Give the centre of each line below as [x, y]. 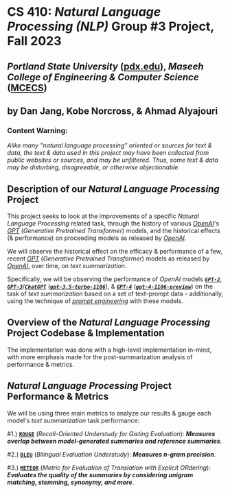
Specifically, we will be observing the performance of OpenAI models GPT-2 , [115, 279]
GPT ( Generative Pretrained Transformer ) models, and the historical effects [114, 231]
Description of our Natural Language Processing [113, 189]
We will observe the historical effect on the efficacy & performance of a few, [115, 252]
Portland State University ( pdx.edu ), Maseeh [105, 66]
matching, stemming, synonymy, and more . [71, 482]
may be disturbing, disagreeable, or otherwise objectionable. [94, 167]
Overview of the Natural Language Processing [109, 323]
